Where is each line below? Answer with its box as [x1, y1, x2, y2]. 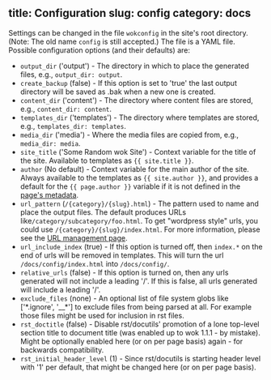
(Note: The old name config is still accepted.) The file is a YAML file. [8, 36, 236, 46]
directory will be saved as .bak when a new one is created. [19, 87, 216, 96]
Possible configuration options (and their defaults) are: [8, 45, 191, 55]
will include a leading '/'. [19, 284, 101, 294]
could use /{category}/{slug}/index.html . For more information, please [19, 224, 260, 234]
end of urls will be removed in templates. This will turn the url [19, 250, 224, 260]
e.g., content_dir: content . [19, 104, 112, 113]
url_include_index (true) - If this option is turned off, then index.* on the [19, 241, 263, 251]
